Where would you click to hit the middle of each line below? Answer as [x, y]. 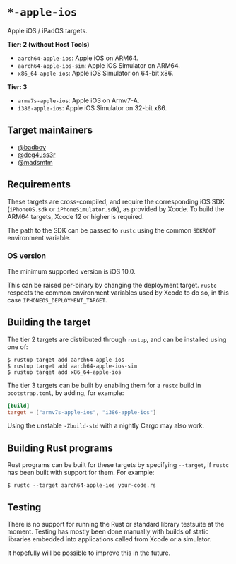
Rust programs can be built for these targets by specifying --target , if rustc [118, 465]
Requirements [39, 185]
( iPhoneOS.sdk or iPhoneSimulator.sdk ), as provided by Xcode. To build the [116, 209]
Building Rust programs [60, 448]
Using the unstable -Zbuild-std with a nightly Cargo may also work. [106, 425]
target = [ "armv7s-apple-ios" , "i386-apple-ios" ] [82, 412]
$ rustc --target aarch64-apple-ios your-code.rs [82, 486]
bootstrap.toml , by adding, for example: [66, 393]
